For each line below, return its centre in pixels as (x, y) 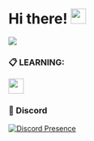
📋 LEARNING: (36, 62)
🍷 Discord (28, 111)
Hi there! (38, 19)
